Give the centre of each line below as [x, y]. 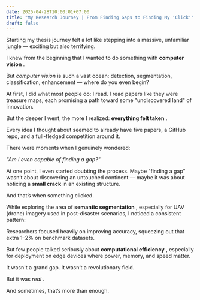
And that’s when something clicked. [50, 196]
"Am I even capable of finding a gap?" [53, 160]
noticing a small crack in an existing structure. [63, 184]
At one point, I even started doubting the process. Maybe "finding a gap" [96, 171]
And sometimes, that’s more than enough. [58, 291]
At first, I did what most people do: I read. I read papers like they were [92, 94]
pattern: [16, 220]
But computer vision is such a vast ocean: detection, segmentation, [89, 76]
